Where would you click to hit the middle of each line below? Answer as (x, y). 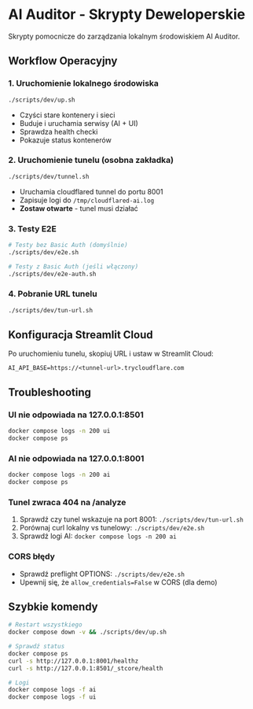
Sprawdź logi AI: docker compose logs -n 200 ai (98, 536)
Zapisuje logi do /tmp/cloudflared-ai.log (87, 200)
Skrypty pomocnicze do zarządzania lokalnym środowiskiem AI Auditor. (124, 36)
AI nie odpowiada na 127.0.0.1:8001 (76, 458)
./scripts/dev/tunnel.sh (49, 176)
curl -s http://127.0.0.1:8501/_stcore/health (86, 668)
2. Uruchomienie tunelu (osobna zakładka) (91, 161)
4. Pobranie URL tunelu (53, 294)
